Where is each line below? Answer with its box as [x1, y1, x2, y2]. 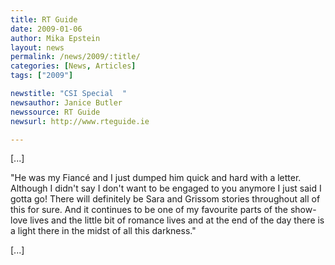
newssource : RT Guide [10, 107, 101, 117]
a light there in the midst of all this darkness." [10, 225, 197, 237]
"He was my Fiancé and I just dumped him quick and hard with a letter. [10, 172, 302, 184]
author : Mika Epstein [10, 33, 101, 43]
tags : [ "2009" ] [10, 71, 74, 81]
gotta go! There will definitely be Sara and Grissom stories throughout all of [10, 193, 321, 205]
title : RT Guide [10, 14, 78, 25]
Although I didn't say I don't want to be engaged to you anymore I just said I [10, 182, 322, 195]
